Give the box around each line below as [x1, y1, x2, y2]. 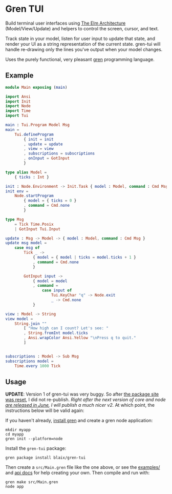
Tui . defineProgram [14, 132, 54, 137]
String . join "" [14, 321, 47, 326]
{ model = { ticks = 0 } [24, 198, 77, 203]
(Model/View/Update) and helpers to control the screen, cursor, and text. [5, 25, 159, 31]
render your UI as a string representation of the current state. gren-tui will [5, 41, 161, 47]
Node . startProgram [14, 193, 54, 199]
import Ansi [5, 94, 31, 99]
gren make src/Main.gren [5, 480, 58, 485]
